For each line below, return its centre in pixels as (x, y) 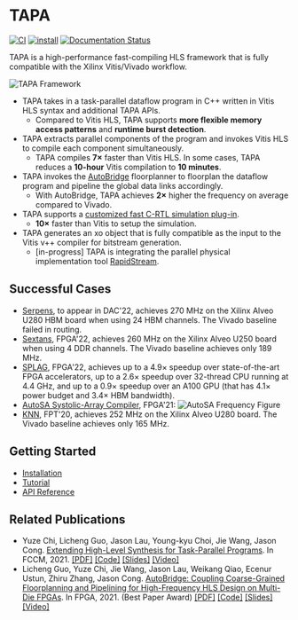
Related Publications (67, 519)
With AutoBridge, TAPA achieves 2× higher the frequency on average (162, 195)
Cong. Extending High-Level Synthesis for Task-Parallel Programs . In (148, 550)
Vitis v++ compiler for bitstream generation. (102, 242)
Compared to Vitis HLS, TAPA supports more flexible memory (149, 120)
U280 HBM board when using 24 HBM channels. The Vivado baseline (149, 319)
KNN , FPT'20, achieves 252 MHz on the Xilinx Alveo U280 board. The (149, 414)
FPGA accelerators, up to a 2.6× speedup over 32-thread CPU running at (155, 376)
